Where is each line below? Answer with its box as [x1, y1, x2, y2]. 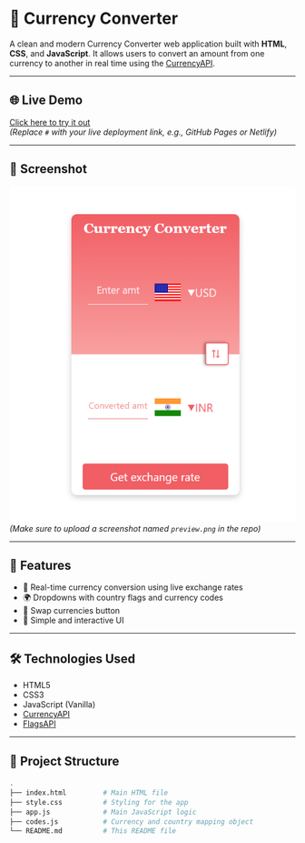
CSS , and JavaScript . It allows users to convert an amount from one [9, 47, 265, 58]
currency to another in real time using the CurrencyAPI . [9, 57, 216, 68]
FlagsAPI [22, 718, 56, 729]
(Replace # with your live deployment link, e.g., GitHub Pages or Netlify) [9, 127, 278, 137]
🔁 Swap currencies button [22, 605, 121, 616]
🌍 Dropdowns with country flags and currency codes [22, 592, 224, 604]
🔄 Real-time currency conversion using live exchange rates [22, 582, 243, 593]
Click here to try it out [9, 117, 91, 127]
